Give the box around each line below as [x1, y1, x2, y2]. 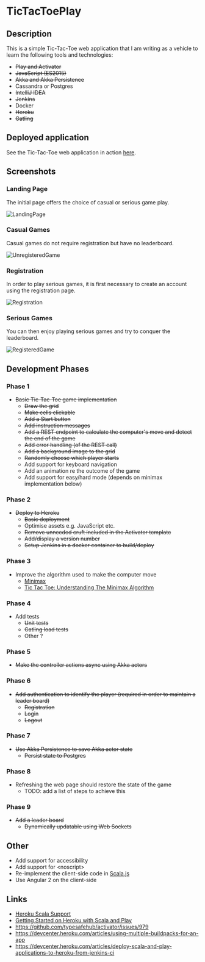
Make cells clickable [24, 409, 76, 416]
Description [6, 29, 52, 39]
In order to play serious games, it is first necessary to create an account [6, 281, 187, 288]
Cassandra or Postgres [15, 82, 73, 90]
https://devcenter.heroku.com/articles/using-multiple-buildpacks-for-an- [15, 930, 199, 937]
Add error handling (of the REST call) [24, 441, 117, 449]
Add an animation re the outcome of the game [24, 467, 140, 475]
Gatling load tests [24, 625, 69, 633]
